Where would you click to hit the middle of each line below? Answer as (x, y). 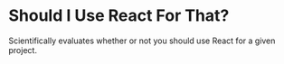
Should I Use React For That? (119, 16)
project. (23, 50)
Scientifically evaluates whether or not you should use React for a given (142, 41)
